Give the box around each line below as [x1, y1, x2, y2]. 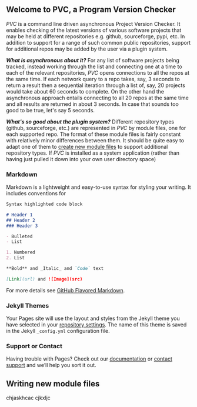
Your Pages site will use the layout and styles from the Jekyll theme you [6, 315, 181, 322]
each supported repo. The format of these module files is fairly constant [6, 131, 181, 138]
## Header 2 [6, 217, 35, 223]
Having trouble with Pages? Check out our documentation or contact [6, 355, 172, 362]
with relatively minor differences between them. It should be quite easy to [6, 136, 184, 144]
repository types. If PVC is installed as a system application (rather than [6, 149, 180, 156]
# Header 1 [6, 212, 33, 218]
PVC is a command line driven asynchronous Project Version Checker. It [6, 20, 181, 27]
